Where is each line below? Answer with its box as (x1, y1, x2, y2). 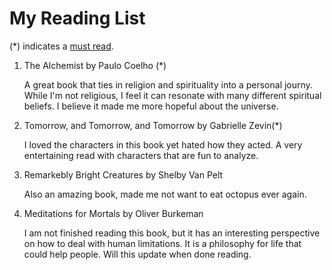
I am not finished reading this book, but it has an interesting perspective (23, 227, 321, 239)
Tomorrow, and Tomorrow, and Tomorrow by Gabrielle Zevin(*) (23, 119, 283, 131)
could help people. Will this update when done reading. (23, 248, 252, 260)
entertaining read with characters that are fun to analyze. (23, 149, 259, 161)
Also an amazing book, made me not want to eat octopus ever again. (23, 188, 307, 200)
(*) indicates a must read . (9, 40, 114, 52)
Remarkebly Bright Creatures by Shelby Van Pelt (23, 168, 224, 181)
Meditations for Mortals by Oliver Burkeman (23, 207, 204, 219)
